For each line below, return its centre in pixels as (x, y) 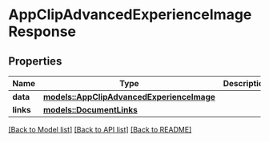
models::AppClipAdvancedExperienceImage (129, 97)
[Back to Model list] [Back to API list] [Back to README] (100, 130)
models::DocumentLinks (90, 110)
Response (42, 32)
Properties (35, 61)
